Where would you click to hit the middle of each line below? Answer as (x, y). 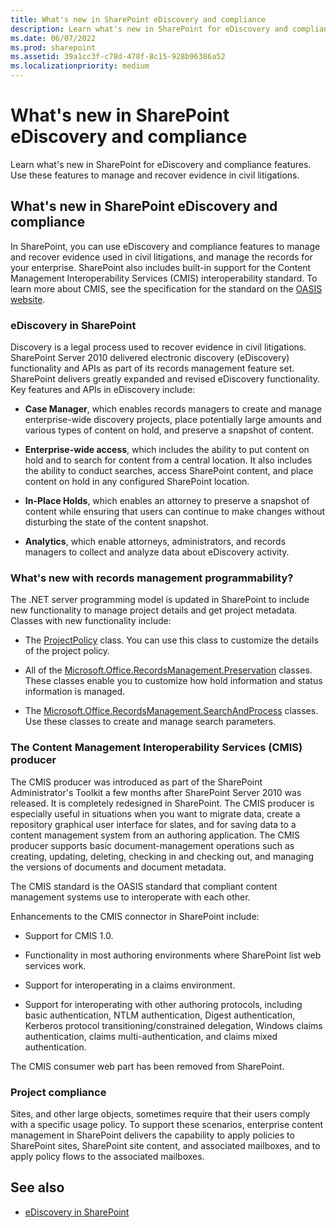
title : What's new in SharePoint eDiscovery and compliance (138, 19)
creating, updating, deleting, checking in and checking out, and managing (162, 856)
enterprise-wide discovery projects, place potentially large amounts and (173, 420)
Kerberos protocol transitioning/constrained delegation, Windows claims (173, 1025)
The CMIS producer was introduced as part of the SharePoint (136, 782)
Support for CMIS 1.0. (69, 935)
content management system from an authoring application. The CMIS (155, 835)
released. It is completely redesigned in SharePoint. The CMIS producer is (162, 803)
